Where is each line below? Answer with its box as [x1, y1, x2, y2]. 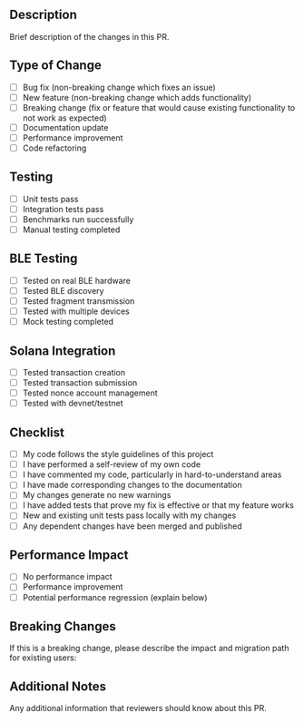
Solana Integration [9, 343, 116, 358]
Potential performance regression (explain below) [22, 591, 208, 602]
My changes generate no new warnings [22, 490, 172, 501]
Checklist [9, 424, 65, 440]
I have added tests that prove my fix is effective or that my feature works [22, 500, 295, 511]
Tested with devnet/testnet [22, 398, 124, 409]
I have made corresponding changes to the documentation [22, 480, 242, 491]
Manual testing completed [22, 224, 121, 235]
